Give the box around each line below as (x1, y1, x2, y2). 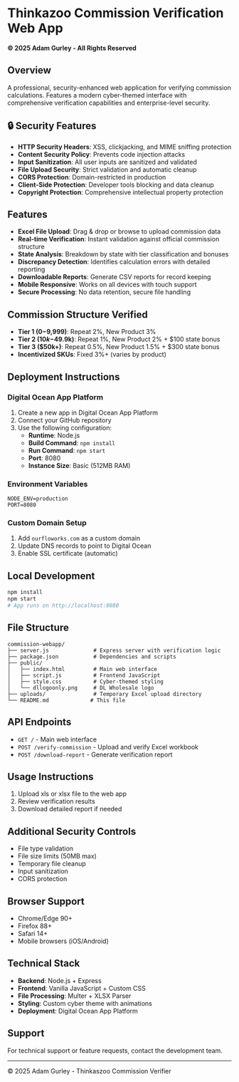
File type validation (17, 844, 73, 853)
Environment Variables (7, 479, 88, 489)
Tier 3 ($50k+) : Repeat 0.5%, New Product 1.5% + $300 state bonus (17, 343, 220, 351)
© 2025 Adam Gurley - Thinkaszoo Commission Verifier (7, 1066, 172, 1075)
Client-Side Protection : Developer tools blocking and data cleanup (17, 180, 215, 189)
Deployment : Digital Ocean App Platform (17, 1006, 139, 1015)
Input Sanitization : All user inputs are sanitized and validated (17, 157, 197, 166)
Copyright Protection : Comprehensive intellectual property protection (17, 187, 224, 197)
